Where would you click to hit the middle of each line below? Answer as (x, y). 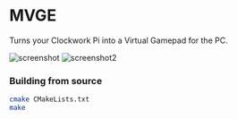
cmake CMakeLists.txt (50, 99)
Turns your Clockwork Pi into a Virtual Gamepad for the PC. (118, 40)
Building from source (56, 81)
